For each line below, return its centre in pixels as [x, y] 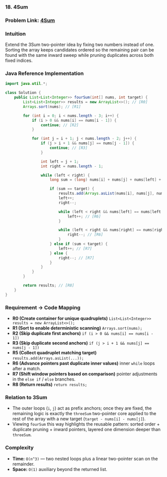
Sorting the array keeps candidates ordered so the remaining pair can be [80, 50]
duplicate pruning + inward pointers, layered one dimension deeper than [86, 430]
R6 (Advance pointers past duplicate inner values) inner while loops [83, 363]
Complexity [19, 448]
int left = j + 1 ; [60, 161]
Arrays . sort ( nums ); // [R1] [52, 107]
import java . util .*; [27, 84]
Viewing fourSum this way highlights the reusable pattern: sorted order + [86, 424]
